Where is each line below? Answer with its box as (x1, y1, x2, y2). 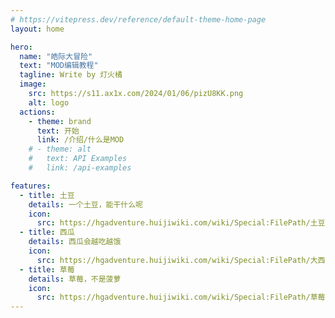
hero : (10, 42, 33, 52)
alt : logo (28, 97, 70, 108)
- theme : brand (28, 116, 92, 126)
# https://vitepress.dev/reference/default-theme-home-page (10, 14, 267, 25)
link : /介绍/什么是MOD (36, 135, 125, 145)
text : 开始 (36, 126, 80, 136)
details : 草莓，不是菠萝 (28, 274, 122, 284)
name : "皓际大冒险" (19, 51, 93, 61)
